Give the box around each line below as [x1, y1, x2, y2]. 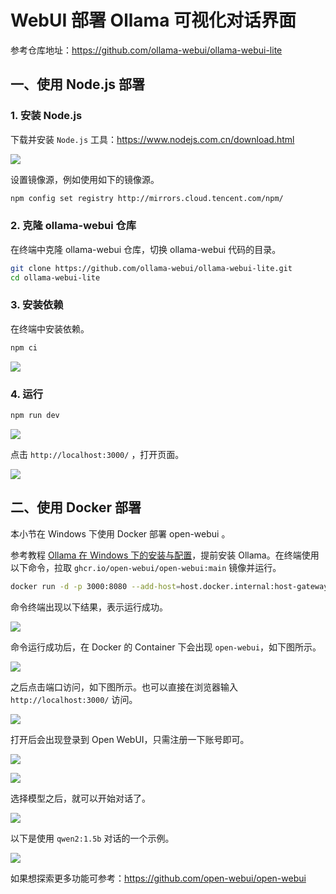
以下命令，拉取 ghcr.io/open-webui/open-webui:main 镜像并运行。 [10, 561, 282, 573]
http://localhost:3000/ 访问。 [10, 693, 138, 705]
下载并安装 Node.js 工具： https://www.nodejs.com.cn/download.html [10, 133, 295, 145]
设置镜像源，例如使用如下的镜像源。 [10, 173, 160, 185]
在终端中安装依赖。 [10, 322, 90, 335]
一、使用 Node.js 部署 [10, 76, 146, 93]
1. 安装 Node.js [10, 109, 83, 123]
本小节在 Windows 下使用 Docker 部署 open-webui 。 [10, 527, 231, 540]
